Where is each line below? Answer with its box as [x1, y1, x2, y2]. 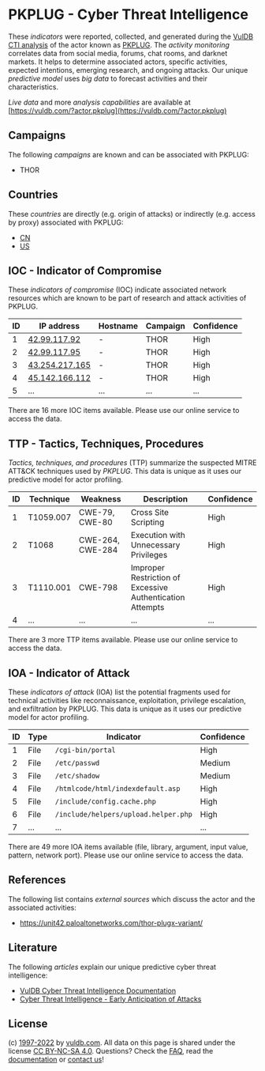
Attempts [130, 602, 165, 613]
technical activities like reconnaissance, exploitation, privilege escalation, [8, 696, 246, 705]
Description [143, 494, 188, 505]
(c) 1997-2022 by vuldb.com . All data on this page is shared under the [8, 1038, 236, 1047]
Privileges [130, 550, 168, 561]
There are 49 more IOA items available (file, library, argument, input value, [8, 842, 248, 851]
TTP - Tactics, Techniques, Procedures [8, 437, 204, 450]
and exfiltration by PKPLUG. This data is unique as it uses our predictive [8, 704, 242, 713]
